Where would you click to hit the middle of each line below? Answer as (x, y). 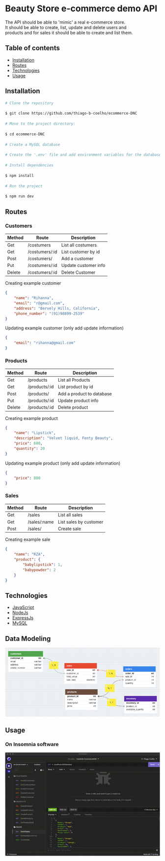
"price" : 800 (27, 478)
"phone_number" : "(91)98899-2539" (49, 313)
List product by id (76, 387)
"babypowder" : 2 (39, 570)
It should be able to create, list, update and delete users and (66, 27)
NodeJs (20, 613)
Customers (19, 226)
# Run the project (24, 186)
